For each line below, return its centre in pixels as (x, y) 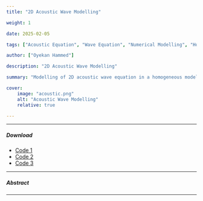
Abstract (18, 182)
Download (20, 135)
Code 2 (24, 157)
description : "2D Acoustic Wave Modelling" (62, 66)
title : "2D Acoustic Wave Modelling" (54, 12)
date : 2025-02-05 (28, 34)
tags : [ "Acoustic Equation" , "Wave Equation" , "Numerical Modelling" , (97, 45)
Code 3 (24, 163)
